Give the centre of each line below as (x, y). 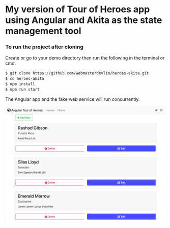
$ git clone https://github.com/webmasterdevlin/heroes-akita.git (77, 73)
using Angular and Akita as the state (84, 20)
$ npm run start (22, 90)
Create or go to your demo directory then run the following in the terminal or (85, 58)
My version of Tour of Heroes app (78, 9)
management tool (43, 31)
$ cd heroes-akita (25, 79)
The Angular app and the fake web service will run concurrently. (73, 99)
